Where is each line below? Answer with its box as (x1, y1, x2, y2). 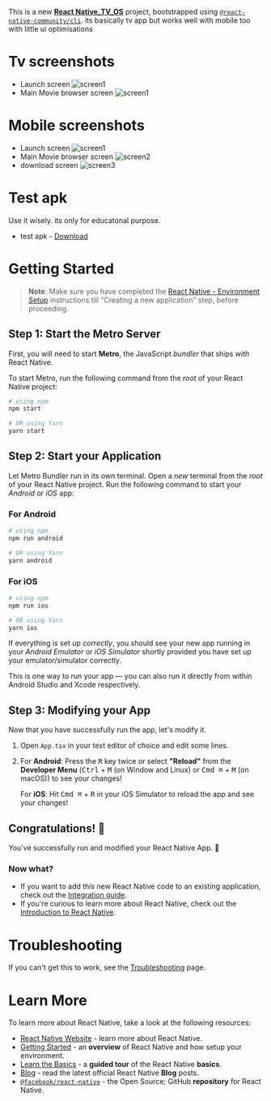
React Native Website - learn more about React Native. (19, 1034, 203, 1043)
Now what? (8, 863, 54, 875)
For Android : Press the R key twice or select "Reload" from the (19, 756, 231, 766)
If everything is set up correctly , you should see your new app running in (8, 638, 251, 648)
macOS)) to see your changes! (19, 773, 123, 783)
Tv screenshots (8, 53, 116, 71)
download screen (19, 160, 78, 169)
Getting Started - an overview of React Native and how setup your (19, 1042, 243, 1052)
